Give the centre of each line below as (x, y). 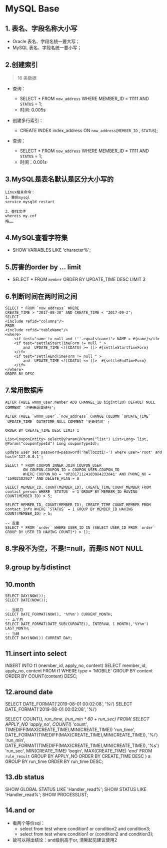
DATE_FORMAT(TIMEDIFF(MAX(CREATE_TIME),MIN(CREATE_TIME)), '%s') (82, 745)
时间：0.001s (33, 162)
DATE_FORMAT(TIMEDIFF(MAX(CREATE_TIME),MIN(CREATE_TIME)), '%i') (82, 735)
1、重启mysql (17, 197)
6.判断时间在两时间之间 (41, 296)
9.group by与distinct (38, 567)
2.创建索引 (22, 65)
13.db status (25, 777)
